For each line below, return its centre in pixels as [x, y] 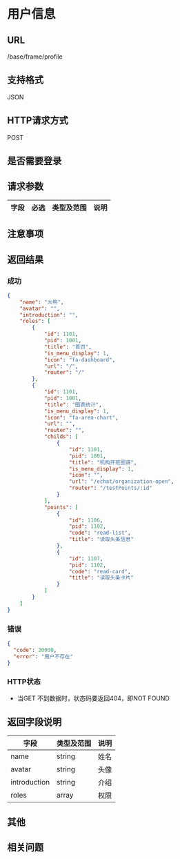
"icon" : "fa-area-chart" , [81, 417]
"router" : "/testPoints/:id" [111, 488]
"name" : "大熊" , [42, 302]
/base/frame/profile [35, 57]
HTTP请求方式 [38, 120]
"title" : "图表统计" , [73, 404]
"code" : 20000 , [35, 650]
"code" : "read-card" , [100, 571]
